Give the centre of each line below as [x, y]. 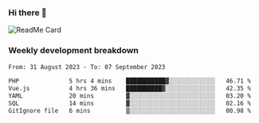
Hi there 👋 [28, 13]
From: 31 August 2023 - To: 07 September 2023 [87, 67]
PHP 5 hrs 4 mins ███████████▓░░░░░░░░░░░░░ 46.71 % [129, 81]
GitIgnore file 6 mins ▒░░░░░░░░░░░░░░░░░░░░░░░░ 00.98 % [129, 110]
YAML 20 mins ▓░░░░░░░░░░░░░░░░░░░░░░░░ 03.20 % [129, 96]
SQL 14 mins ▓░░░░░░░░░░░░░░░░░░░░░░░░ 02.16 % [129, 104]
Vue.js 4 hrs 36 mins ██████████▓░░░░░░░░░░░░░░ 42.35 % [129, 89]
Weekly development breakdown [74, 51]
